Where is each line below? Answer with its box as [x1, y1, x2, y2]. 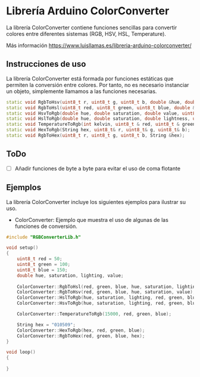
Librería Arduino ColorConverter [6, 4, 170, 18]
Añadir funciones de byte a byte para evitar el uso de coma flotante [14, 165, 180, 172]
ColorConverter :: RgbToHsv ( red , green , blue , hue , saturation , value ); [17, 289, 196, 295]
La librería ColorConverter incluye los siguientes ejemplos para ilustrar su [6, 198, 186, 205]
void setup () [6, 245, 39, 251]
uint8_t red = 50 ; [17, 256, 62, 262]
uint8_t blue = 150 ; [17, 267, 68, 273]
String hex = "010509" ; [17, 322, 76, 327]
